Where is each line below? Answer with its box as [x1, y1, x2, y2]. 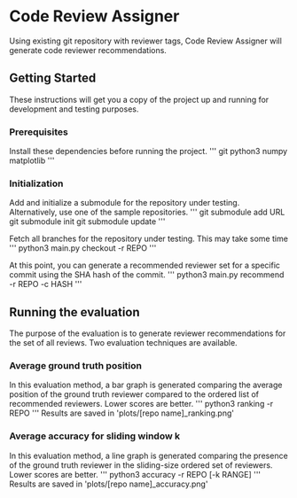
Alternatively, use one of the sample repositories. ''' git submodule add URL [9, 206, 285, 218]
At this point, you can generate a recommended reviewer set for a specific [9, 260, 281, 271]
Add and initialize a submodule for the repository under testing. [9, 198, 240, 208]
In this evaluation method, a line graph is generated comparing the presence [9, 450, 288, 461]
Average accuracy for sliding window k [9, 430, 180, 442]
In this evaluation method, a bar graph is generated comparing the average [9, 379, 283, 391]
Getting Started [9, 71, 97, 86]
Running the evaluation [9, 304, 140, 320]
